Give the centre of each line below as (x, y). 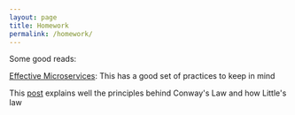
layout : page (33, 17)
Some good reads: (43, 59)
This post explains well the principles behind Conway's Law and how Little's (148, 93)
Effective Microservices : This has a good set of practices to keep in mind (142, 76)
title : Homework (39, 26)
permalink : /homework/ (51, 34)
